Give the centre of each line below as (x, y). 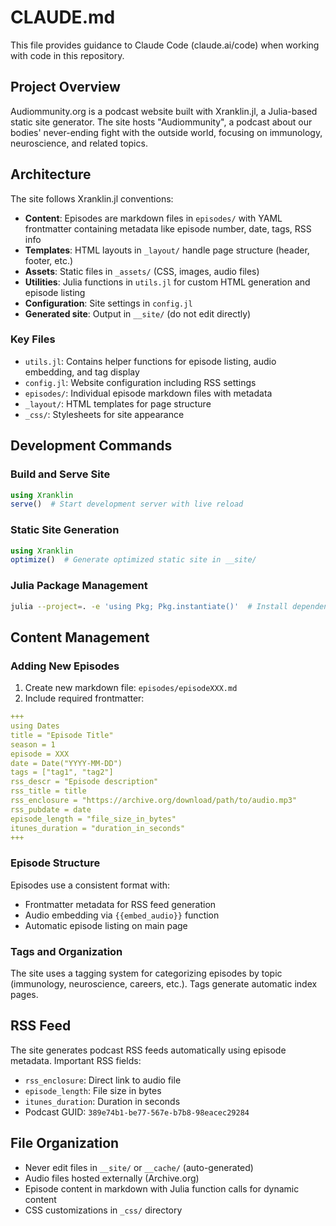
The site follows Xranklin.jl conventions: (92, 198)
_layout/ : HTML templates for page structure (118, 403)
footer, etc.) (49, 260)
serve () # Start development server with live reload (127, 504)
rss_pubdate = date (51, 809)
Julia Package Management (79, 586)
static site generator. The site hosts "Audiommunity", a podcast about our (161, 122)
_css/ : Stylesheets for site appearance (104, 414)
